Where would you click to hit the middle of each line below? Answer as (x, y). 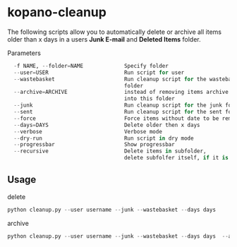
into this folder (149, 99)
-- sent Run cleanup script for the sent (118, 112)
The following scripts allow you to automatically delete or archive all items (115, 32)
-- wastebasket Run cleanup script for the (110, 79)
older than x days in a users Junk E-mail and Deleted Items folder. (104, 39)
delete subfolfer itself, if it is (176, 158)
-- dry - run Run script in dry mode (104, 138)
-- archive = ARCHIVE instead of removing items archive (121, 92)
